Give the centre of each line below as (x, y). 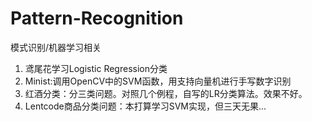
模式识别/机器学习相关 (56, 47)
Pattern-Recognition (97, 18)
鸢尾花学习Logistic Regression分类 (96, 68)
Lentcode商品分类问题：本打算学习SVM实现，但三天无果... (145, 106)
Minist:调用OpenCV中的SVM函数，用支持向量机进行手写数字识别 (158, 81)
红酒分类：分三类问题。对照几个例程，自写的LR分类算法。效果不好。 (166, 93)
